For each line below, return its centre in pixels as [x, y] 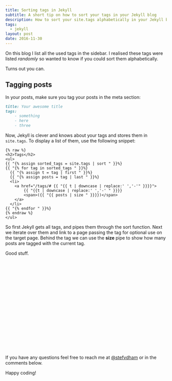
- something [27, 116]
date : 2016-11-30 [24, 39]
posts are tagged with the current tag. [45, 244]
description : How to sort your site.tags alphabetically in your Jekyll [84, 19]
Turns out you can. [25, 68]
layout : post [19, 34]
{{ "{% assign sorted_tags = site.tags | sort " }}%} [64, 164]
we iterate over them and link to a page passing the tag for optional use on [84, 233]
